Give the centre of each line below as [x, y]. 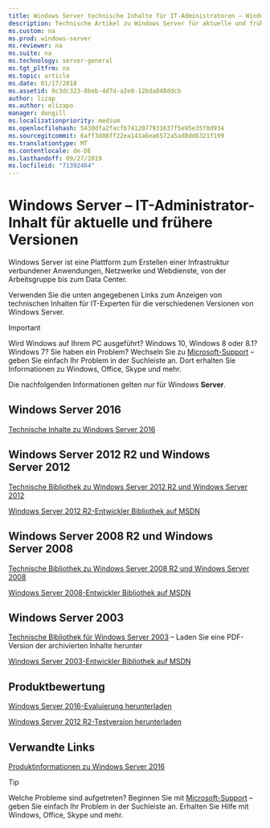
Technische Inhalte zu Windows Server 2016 [82, 429]
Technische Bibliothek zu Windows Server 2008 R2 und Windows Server [129, 568]
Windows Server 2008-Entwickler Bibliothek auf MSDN [100, 593]
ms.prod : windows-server [50, 38]
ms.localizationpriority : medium [64, 121]
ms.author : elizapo [41, 106]
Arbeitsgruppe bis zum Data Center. [68, 280]
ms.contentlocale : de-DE [50, 151]
